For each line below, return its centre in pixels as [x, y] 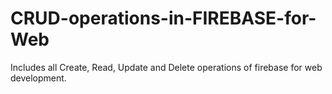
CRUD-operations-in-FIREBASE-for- [163, 18]
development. [38, 78]
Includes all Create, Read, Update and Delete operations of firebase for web [166, 67]
